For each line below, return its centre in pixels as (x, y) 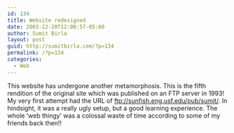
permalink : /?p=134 (36, 53)
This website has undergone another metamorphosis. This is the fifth (107, 85)
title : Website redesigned (47, 20)
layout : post (26, 40)
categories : (25, 59)
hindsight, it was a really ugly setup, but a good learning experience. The (112, 108)
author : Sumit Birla (37, 33)
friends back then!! (34, 122)
